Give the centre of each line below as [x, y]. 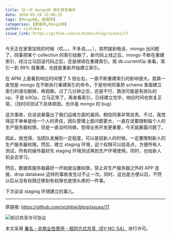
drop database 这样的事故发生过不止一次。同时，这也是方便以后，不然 [88, 174]
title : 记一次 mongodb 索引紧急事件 [41, 10]
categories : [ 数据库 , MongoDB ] [36, 24]
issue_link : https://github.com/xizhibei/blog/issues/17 [67, 33]
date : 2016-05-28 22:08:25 [34, 15]
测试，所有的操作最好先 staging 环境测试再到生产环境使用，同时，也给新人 [83, 151]
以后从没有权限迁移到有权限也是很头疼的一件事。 [56, 180]
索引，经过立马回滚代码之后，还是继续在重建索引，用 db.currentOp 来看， [83, 61]
